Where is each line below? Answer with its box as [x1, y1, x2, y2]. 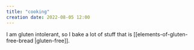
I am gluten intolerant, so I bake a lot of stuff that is [6, 30, 133, 37]
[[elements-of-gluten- [133, 30, 188, 37]
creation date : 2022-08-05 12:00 [6, 14, 90, 20]
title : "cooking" [6, 8, 50, 15]
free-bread [6, 37, 34, 44]
